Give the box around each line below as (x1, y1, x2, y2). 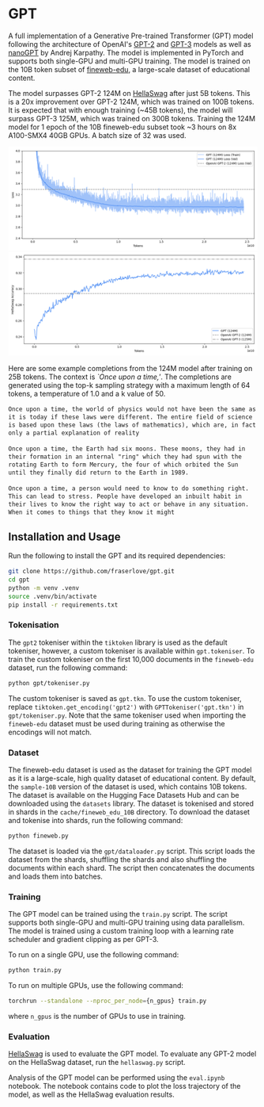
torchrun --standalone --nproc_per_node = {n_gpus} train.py (8, 997, 207, 1005)
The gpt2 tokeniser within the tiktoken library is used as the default (8, 638, 228, 647)
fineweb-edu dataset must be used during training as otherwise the (8, 718, 225, 728)
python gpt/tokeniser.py (8, 679, 90, 687)
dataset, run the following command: (8, 663, 128, 672)
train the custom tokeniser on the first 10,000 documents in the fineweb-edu (8, 654, 255, 664)
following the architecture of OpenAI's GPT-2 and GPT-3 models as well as (8, 39, 251, 48)
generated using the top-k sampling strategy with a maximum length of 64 (8, 381, 251, 390)
